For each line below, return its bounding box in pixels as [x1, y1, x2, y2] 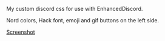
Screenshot [6, 28, 35, 36]
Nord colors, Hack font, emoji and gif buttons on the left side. [6, 17, 160, 24]
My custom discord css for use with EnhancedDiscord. [6, 5, 143, 12]
